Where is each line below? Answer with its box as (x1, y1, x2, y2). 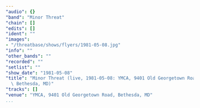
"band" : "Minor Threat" (5, 14, 65, 20)
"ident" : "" (5, 31, 35, 37)
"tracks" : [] (5, 87, 38, 92)
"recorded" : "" (5, 58, 44, 64)
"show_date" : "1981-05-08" (5, 70, 73, 76)
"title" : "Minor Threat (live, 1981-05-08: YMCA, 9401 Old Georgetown (5, 75, 185, 81)
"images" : (5, 36, 30, 42)
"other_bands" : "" (5, 53, 51, 59)
